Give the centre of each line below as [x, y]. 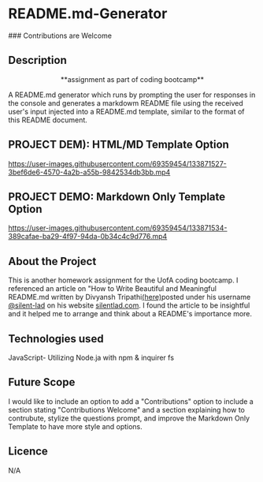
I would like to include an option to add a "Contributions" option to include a [131, 401]
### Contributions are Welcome [60, 35]
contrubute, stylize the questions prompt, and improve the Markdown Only [129, 418]
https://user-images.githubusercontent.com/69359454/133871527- [117, 163]
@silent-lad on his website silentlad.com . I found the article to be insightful [129, 305]
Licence [28, 452]
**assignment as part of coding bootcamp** [132, 79]
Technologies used [56, 339]
